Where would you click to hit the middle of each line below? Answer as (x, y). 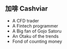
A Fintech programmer (35, 26)
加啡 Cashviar (27, 9)
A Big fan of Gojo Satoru (37, 31)
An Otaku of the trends (35, 36)
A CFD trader (26, 20)
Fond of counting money (37, 41)
